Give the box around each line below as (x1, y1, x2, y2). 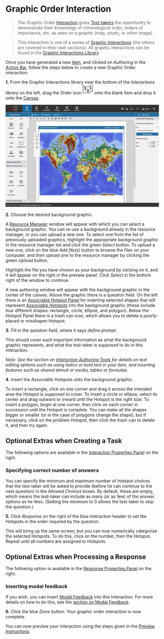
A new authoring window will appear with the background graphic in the (5, 287, 150, 293)
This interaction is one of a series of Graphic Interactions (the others (17, 39, 155, 45)
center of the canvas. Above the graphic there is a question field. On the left (5, 292, 158, 298)
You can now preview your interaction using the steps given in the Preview (5, 623, 155, 629)
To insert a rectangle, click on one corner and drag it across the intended (5, 386, 152, 392)
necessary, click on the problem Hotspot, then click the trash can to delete (5, 417, 155, 423)
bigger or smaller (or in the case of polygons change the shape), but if (5, 412, 146, 418)
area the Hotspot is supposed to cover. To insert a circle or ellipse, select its (5, 391, 158, 397)
